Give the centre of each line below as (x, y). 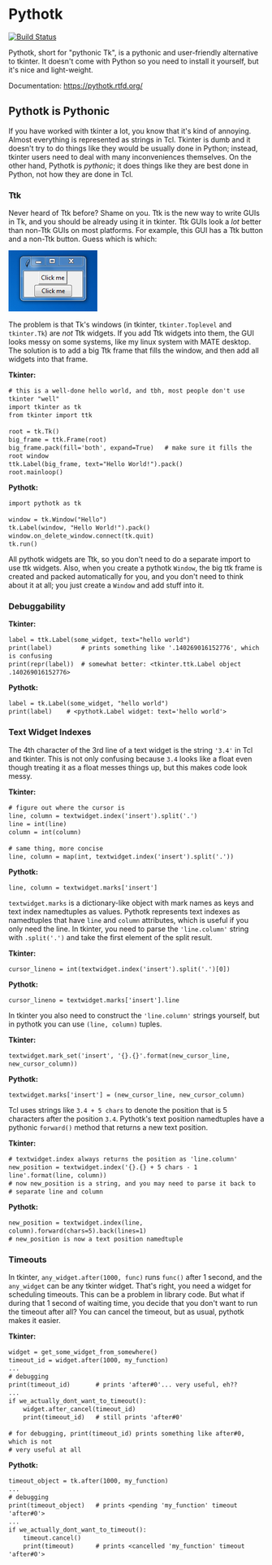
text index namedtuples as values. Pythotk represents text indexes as (124, 911)
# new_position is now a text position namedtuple (96, 1239)
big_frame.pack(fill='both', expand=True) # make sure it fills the (130, 448)
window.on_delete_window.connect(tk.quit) (81, 536)
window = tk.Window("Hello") (58, 520)
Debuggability (37, 606)
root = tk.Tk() (34, 432)
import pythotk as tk (45, 503)
